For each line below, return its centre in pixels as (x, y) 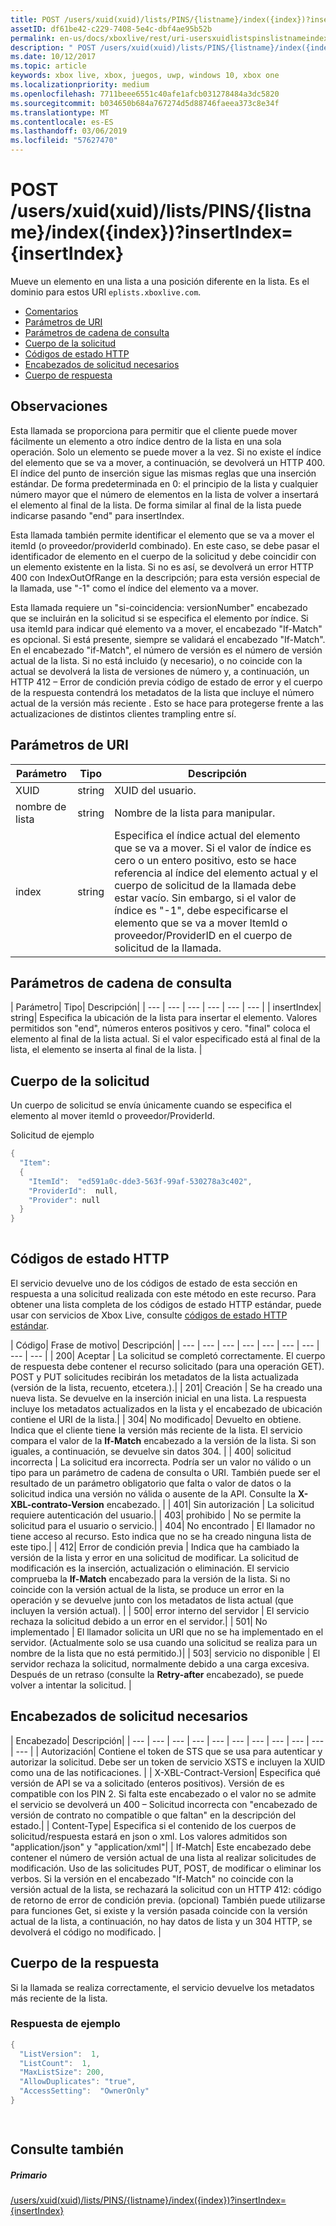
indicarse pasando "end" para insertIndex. (97, 515)
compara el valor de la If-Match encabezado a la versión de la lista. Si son (163, 1440)
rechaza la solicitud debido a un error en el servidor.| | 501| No (139, 1621)
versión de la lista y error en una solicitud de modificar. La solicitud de (155, 1557)
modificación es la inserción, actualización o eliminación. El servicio (150, 1568)
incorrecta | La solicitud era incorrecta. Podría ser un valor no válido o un (161, 1462)
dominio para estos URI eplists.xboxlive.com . (106, 292)
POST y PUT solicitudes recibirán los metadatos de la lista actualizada (154, 1377)
